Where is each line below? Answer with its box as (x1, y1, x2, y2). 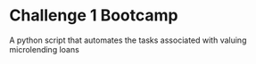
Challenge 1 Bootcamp (9, 5, 178, 26)
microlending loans (9, 44, 80, 54)
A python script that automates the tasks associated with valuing (9, 35, 247, 45)
